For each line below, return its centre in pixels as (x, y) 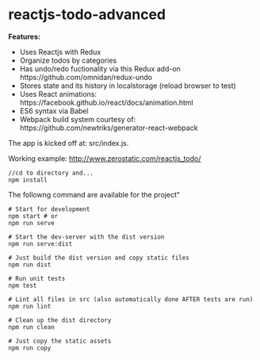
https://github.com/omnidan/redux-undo (86, 77)
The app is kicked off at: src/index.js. (69, 143)
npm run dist (30, 264)
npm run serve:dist (40, 243)
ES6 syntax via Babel (54, 111)
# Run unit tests (37, 278)
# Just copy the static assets (60, 341)
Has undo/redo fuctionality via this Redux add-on (100, 68)
